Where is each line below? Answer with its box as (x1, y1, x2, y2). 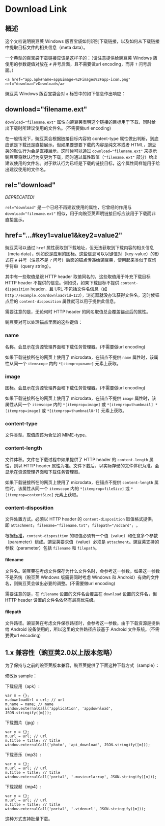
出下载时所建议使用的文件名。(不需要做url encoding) (5, 125, 111, 131)
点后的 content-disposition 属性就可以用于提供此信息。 (5, 298, 118, 304)
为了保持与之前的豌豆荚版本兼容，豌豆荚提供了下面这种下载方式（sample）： (5, 662, 160, 668)
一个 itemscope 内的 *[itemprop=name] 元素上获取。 (18, 360, 121, 366)
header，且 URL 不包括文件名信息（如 (30, 286, 108, 292)
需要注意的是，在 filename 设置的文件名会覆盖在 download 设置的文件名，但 (5, 591, 157, 597)
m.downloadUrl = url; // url (5, 697, 65, 703)
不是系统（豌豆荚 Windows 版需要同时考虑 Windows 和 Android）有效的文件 (5, 574, 160, 580)
